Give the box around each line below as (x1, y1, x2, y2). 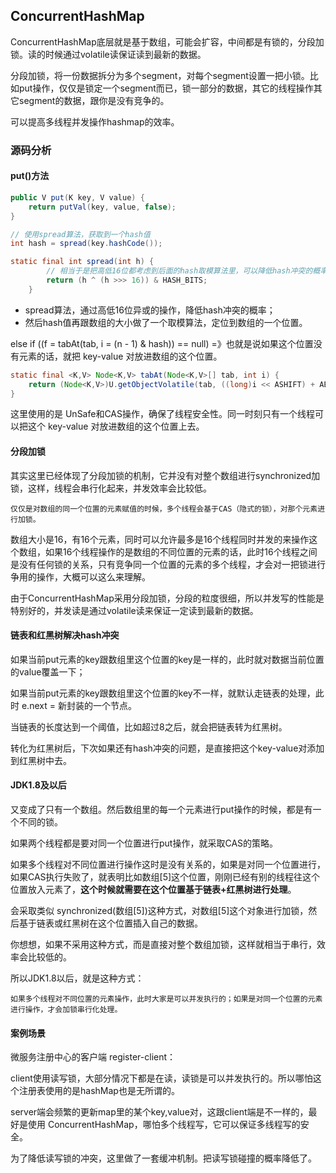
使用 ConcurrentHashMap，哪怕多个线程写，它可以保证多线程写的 (27, 1119, 301, 1131)
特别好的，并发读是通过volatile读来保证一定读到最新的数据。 (10, 604, 259, 616)
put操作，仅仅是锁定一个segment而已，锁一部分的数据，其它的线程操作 (18, 82, 314, 94)
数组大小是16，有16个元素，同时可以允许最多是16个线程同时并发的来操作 (10, 533, 310, 545)
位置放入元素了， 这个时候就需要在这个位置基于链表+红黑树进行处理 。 (10, 884, 297, 896)
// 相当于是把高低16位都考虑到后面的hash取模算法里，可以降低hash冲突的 (46, 266, 313, 276)
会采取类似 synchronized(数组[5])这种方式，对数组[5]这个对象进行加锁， (10, 905, 309, 917)
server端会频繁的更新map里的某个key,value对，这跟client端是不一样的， (10, 1106, 309, 1118)
